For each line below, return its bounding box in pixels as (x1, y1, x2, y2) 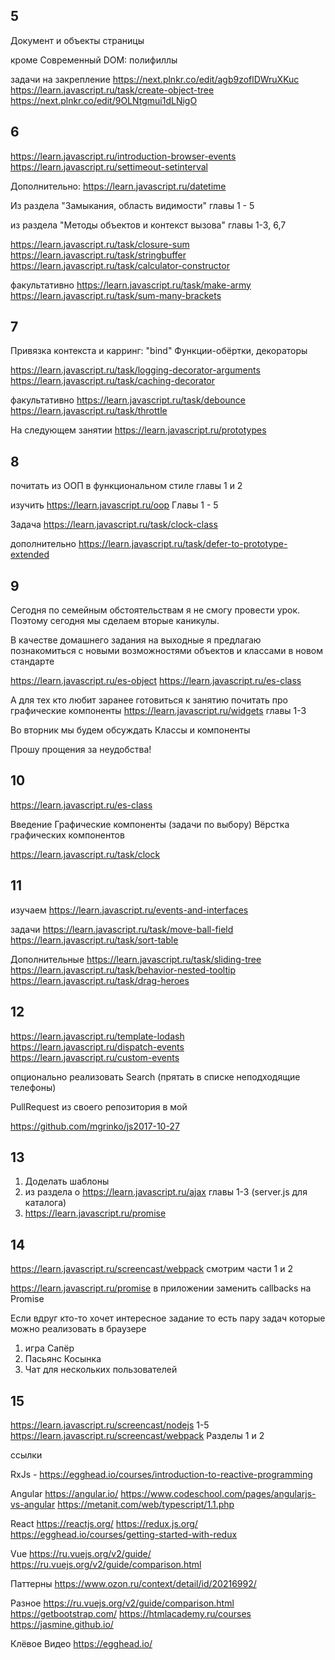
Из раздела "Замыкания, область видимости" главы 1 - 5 (10, 199, 255, 211)
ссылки (10, 1449, 43, 1461)
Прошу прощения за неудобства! (10, 744, 152, 756)
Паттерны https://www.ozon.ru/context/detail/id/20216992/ (10, 1577, 257, 1589)
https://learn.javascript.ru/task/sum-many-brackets (10, 289, 222, 301)
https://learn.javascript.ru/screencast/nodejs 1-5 (10, 1419, 210, 1431)
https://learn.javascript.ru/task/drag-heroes (10, 974, 190, 986)
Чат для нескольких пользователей (24, 1364, 178, 1376)
